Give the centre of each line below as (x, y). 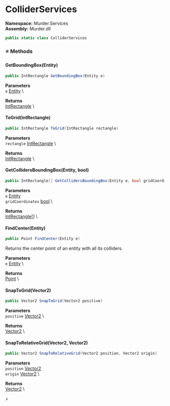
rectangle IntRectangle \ (31, 143)
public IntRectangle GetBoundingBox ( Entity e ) (55, 76)
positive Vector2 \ (25, 316)
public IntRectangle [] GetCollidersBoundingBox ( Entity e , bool (73, 181)
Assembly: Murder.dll (28, 28)
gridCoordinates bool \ (29, 201)
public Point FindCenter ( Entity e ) (43, 239)
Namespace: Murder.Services (37, 23)
